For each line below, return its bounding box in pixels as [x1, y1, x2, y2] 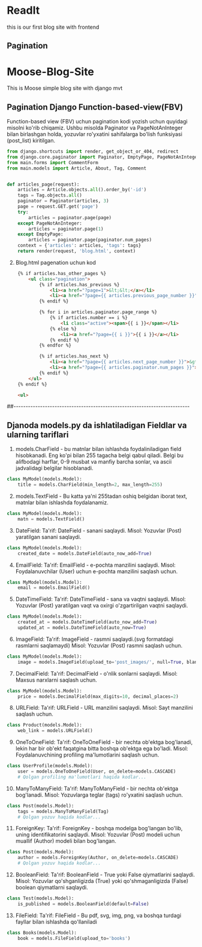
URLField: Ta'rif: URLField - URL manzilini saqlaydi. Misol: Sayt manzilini [15, 704, 194, 712]
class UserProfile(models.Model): [7, 763, 94, 769]
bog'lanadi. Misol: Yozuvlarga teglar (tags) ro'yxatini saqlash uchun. [15, 791, 183, 798]
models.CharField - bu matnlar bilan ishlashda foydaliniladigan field [15, 446, 182, 453]
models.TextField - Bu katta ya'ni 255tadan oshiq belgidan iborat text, [15, 492, 188, 500]
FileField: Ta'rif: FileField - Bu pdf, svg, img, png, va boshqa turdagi [15, 912, 182, 919]
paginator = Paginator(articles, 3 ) [17, 198, 110, 204]
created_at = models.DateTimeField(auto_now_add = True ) [17, 619, 158, 625]
